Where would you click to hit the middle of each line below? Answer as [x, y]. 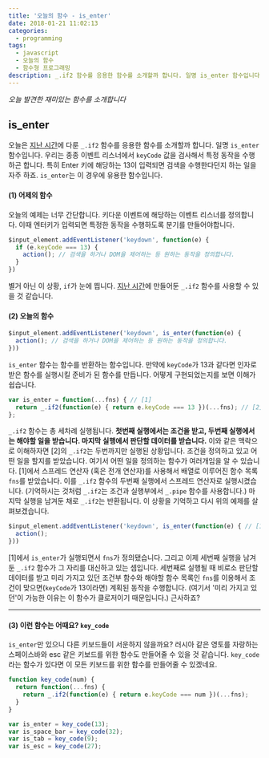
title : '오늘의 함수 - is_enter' [60, 16]
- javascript [37, 53]
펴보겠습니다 [28, 511]
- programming [39, 38]
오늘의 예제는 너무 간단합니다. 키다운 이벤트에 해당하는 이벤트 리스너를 [117, 214]
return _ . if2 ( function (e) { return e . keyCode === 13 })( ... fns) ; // [132, 407]
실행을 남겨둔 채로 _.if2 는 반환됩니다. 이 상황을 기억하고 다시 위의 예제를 [137, 501]
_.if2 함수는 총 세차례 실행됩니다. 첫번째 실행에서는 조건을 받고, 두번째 [118, 431]
